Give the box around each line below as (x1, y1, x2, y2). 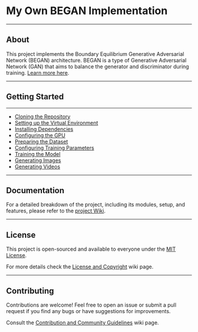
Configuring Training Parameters (14, 144, 94, 151)
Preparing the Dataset (14, 138, 68, 145)
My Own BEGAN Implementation (6, 4, 168, 18)
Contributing (6, 285, 54, 296)
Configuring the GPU (14, 131, 66, 139)
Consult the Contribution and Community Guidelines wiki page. (6, 319, 159, 326)
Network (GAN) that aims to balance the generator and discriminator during (6, 63, 190, 70)
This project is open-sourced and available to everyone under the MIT (6, 245, 176, 253)
